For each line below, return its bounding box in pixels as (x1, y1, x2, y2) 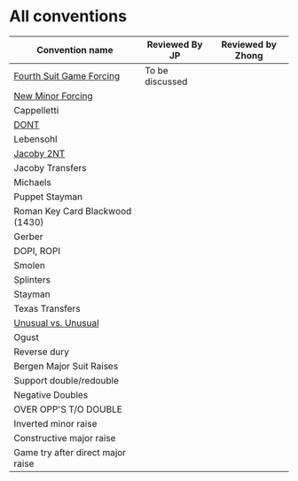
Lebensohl (13, 133, 58, 145)
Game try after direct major (13, 446, 127, 458)
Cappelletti (13, 104, 59, 116)
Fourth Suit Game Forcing (13, 69, 121, 81)
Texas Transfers (13, 302, 82, 314)
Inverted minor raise (13, 417, 98, 430)
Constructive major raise (13, 431, 116, 444)
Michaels (13, 175, 51, 188)
